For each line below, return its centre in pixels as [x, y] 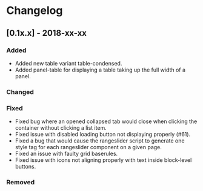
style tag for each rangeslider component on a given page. [88, 147]
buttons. [25, 167]
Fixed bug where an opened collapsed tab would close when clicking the [106, 121]
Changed [20, 92]
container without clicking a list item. [61, 128]
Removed [21, 183]
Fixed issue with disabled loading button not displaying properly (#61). [103, 135]
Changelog [35, 11]
